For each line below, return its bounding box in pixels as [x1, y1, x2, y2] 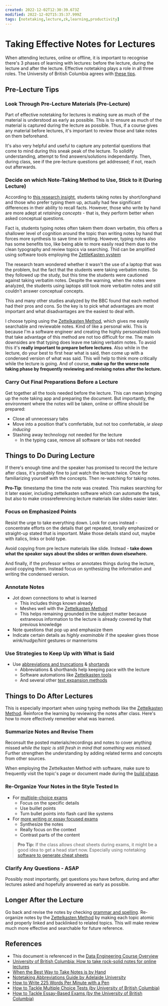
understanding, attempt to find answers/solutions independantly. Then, [5, 153, 151, 159]
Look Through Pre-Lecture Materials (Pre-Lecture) [5, 100, 130, 107]
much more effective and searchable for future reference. [5, 925, 124, 931]
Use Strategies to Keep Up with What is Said [5, 650, 114, 657]
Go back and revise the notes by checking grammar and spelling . [5, 909, 139, 915]
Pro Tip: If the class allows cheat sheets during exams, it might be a [17, 841, 157, 847]
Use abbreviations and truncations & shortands [12, 661, 110, 667]
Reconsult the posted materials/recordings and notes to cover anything [5, 739, 152, 745]
